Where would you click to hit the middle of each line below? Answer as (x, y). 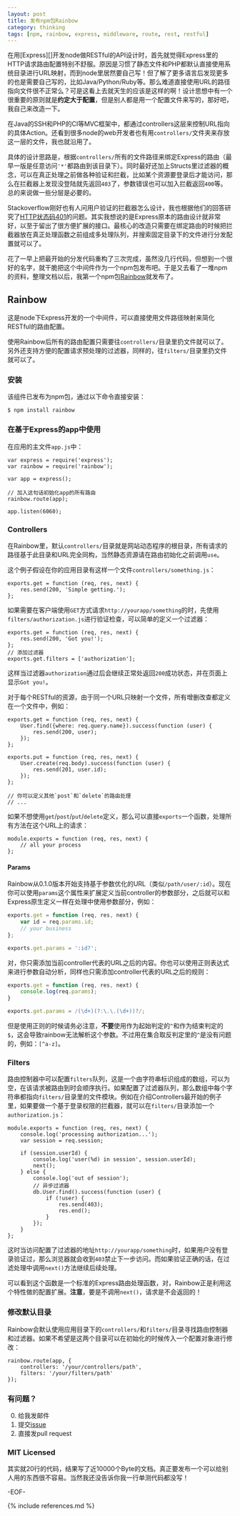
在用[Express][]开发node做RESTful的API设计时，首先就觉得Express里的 (113, 55)
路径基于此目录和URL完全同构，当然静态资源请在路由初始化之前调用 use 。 (115, 554)
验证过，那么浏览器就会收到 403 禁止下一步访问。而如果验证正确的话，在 (118, 1259)
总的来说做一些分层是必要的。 (51, 193)
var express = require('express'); (60, 460)
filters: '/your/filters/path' (67, 1373)
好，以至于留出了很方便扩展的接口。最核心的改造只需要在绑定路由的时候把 (117, 226)
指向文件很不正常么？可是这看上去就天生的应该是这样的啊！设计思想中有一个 (120, 91)
